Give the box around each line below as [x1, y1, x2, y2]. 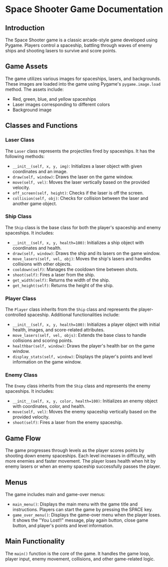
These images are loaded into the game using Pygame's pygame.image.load [5, 81, 161, 87]
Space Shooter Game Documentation [5, 4, 163, 15]
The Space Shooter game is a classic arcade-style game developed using [5, 37, 158, 43]
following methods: [5, 153, 45, 159]
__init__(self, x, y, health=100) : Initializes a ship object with [12, 239, 144, 245]
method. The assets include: [5, 86, 64, 92]
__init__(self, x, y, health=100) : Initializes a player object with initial [12, 321, 160, 328]
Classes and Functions [5, 121, 78, 130]
